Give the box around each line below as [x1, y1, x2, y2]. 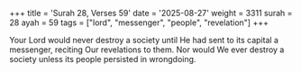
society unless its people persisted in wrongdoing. [9, 54, 196, 64]
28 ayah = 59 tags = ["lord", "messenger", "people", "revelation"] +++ [9, 17, 269, 28]
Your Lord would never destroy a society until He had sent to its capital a [9, 35, 279, 45]
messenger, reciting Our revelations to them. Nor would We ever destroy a [9, 44, 285, 55]
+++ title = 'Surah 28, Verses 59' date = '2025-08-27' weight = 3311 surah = [9, 8, 293, 18]
